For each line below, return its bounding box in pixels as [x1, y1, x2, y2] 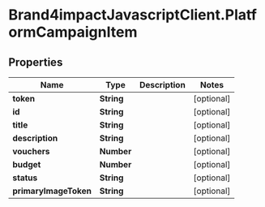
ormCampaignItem [8, 23, 138, 41]
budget [12, 159, 41, 170]
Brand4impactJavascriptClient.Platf [8, 6, 258, 24]
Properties [8, 55, 63, 69]
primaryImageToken [12, 185, 92, 196]
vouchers [12, 146, 50, 157]
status [12, 172, 38, 183]
